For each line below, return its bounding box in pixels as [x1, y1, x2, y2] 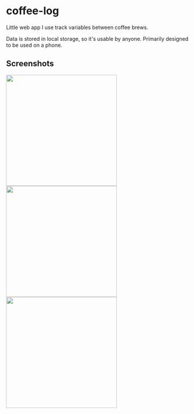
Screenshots [6, 59, 54, 69]
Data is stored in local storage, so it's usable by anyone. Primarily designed [6, 35, 189, 42]
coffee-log [6, 4, 60, 18]
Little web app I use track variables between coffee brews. [6, 24, 149, 31]
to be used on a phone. [6, 41, 63, 49]
